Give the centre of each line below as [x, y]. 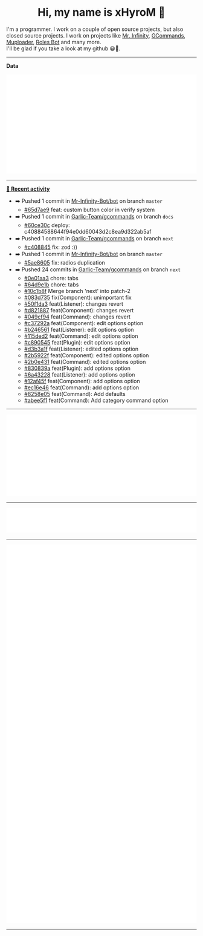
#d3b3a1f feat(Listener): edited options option [81, 349]
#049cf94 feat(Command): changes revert [77, 317]
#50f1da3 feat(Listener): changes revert [74, 304]
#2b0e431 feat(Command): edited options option [85, 362]
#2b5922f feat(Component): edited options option [86, 355]
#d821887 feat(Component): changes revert [79, 311]
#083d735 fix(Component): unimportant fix [78, 298]
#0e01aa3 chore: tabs [51, 278]
